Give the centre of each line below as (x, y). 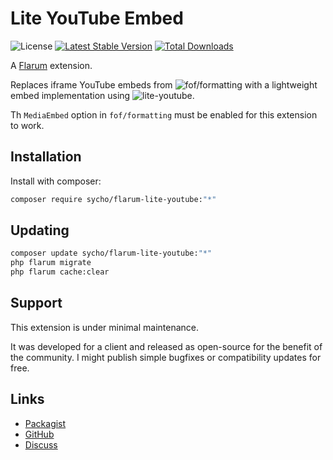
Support (36, 303)
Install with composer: (56, 181)
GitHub (39, 434)
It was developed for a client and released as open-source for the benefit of (166, 346)
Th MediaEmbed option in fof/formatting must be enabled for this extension (164, 114)
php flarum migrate (51, 263)
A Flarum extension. (51, 65)
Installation (46, 157)
